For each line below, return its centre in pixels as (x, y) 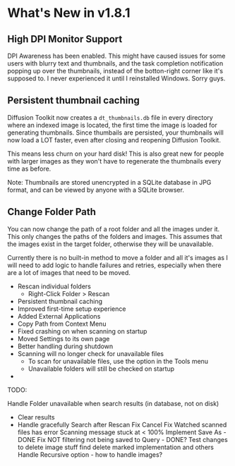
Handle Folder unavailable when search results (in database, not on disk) (113, 403)
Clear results (36, 417)
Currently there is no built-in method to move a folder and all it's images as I (117, 257)
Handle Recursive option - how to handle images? (90, 454)
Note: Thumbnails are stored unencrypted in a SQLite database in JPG (109, 182)
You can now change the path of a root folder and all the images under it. (114, 229)
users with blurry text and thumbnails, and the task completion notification (115, 63)
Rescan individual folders (54, 286)
